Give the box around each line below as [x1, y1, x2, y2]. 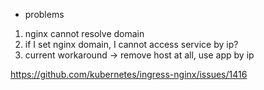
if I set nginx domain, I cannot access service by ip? [24, 39, 239, 50]
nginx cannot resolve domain [24, 28, 145, 39]
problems [24, 9, 65, 20]
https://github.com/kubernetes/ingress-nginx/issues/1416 [10, 69, 248, 80]
